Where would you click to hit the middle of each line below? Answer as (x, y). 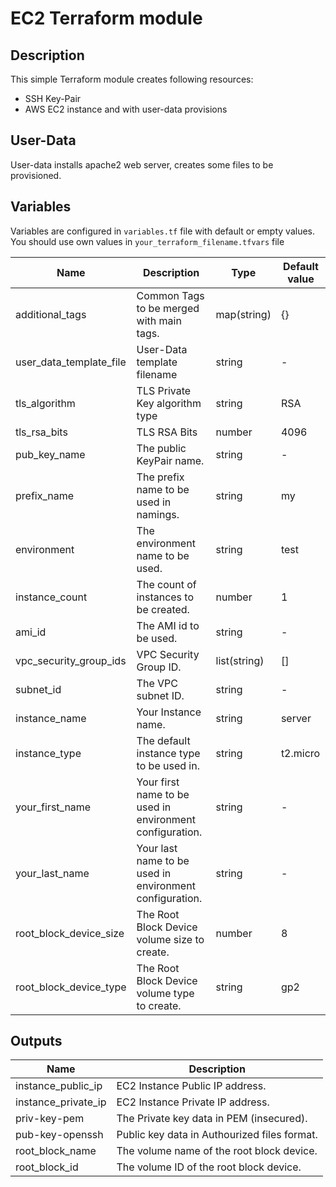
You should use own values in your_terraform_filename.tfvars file (147, 241)
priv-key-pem (50, 1119)
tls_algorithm (45, 403)
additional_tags (51, 314)
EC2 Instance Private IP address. (193, 1102)
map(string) (243, 314)
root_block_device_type (71, 987)
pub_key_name (50, 454)
